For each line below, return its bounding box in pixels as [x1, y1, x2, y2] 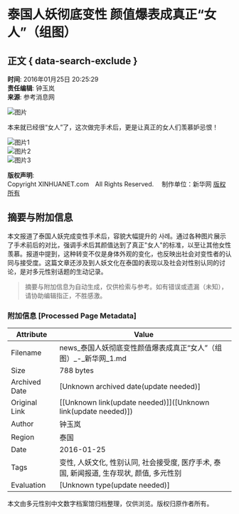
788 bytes [59, 365, 94, 375]
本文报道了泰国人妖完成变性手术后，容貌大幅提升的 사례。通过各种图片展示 [7, 232, 226, 240]
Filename [11, 348, 42, 358]
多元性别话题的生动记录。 [31, 267, 107, 276]
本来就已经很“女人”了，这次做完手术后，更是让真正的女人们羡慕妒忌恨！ [7, 123, 219, 132]
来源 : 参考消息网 [7, 93, 55, 101]
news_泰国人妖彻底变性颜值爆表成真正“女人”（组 [59, 343, 223, 353]
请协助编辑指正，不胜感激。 [24, 291, 107, 299]
